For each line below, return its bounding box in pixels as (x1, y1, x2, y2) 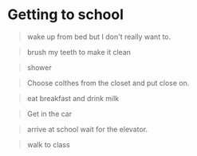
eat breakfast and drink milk (26, 93, 120, 103)
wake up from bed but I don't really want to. (26, 32, 171, 41)
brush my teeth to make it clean (26, 47, 132, 57)
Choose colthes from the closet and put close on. (26, 78, 190, 88)
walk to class (26, 139, 70, 149)
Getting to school (7, 6, 124, 24)
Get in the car (26, 109, 73, 119)
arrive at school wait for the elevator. (26, 124, 148, 134)
